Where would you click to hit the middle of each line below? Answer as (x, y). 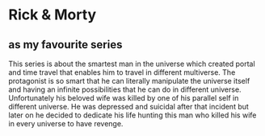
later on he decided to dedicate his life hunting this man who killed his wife (132, 115)
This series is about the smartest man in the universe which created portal (132, 64)
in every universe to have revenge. (66, 124)
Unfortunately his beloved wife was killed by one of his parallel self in (124, 98)
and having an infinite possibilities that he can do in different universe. (125, 89)
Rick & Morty (53, 15)
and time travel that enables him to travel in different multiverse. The (122, 72)
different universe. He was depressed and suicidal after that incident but (128, 107)
